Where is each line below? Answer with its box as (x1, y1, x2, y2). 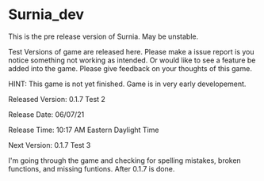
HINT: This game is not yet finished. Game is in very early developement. (8, 79, 247, 89)
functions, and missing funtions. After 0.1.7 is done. (8, 164, 175, 173)
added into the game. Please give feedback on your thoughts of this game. (8, 63, 252, 73)
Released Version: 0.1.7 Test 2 (8, 94, 105, 104)
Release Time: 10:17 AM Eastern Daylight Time (8, 125, 159, 134)
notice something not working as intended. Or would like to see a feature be (8, 55, 256, 65)
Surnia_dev (8, 6, 85, 24)
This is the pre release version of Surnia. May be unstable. (8, 32, 199, 41)
